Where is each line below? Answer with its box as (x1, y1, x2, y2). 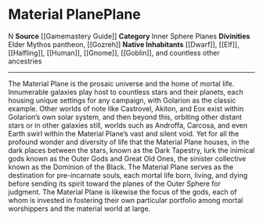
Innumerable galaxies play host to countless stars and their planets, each (8, 87, 244, 96)
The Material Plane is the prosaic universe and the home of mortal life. (8, 78, 235, 88)
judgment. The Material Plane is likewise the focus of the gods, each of (8, 187, 237, 197)
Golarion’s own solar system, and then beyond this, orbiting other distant (8, 112, 243, 121)
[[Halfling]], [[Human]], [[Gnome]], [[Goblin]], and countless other (8, 48, 221, 57)
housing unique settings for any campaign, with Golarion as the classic (8, 96, 236, 105)
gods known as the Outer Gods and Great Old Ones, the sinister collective (8, 154, 247, 163)
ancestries (8, 56, 42, 66)
